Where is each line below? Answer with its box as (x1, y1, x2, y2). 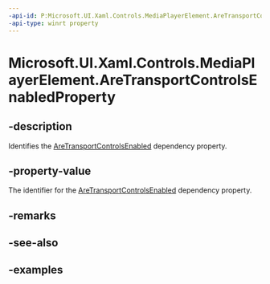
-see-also (8, 236, 59, 250)
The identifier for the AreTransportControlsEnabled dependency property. (8, 185, 252, 195)
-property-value (8, 164, 92, 177)
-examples (8, 263, 63, 277)
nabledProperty (8, 87, 117, 106)
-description (8, 120, 72, 133)
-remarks (8, 209, 56, 222)
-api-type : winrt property (8, 19, 99, 27)
